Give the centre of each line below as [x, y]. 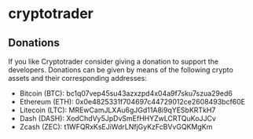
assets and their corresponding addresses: [77, 78]
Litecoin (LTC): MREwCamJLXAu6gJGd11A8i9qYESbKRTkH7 [117, 110]
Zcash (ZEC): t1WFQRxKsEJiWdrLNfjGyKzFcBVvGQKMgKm [116, 127]
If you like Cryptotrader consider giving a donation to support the [113, 61]
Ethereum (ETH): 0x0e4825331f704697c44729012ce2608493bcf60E [132, 102]
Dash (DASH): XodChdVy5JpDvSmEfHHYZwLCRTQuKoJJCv [117, 118]
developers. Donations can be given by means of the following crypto [121, 70]
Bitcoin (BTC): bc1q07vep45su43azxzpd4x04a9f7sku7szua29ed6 [126, 93]
